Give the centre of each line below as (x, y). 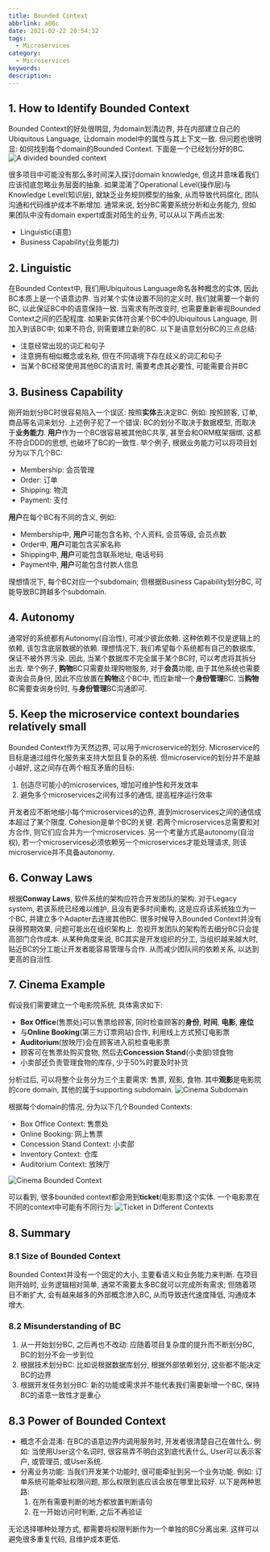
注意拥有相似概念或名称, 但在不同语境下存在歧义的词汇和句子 (121, 356)
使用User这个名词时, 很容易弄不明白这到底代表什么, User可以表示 (147, 1451)
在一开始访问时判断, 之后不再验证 (87, 1512)
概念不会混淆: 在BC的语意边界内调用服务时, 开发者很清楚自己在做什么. (136, 1442)
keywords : (25, 69)
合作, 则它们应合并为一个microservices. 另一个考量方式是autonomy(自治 (135, 832)
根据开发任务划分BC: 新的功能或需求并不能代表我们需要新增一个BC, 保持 (140, 1385)
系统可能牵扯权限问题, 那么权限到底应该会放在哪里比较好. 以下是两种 (141, 1482)
